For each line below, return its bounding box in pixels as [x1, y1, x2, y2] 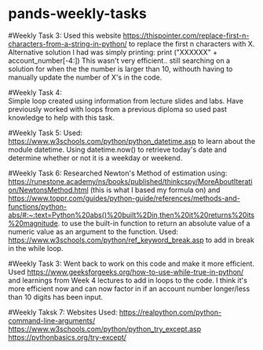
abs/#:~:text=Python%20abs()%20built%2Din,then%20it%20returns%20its [8, 210, 255, 219]
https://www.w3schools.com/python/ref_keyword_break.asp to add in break [8, 235, 255, 245]
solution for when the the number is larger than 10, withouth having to [8, 64, 233, 73]
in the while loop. [8, 243, 64, 252]
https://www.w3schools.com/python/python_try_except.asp [8, 324, 202, 333]
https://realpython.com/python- [119, 308, 222, 317]
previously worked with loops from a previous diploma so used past [8, 104, 228, 114]
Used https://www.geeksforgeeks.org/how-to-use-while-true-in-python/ [8, 267, 244, 276]
